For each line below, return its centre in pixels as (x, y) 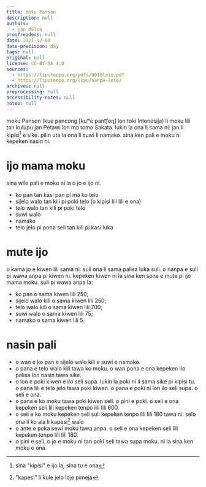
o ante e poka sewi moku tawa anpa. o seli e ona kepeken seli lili (97, 428)
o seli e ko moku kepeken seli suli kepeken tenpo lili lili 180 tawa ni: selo (105, 414)
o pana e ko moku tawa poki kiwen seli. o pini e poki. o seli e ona (97, 401)
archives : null (26, 86)
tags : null (20, 52)
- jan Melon (27, 29)
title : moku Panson (31, 12)
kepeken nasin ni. (29, 141)
